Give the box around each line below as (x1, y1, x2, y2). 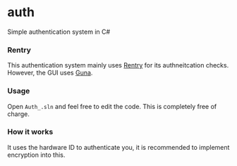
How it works (7, 127, 54, 137)
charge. (7, 110, 30, 118)
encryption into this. (7, 151, 66, 159)
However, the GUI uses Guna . (7, 68, 93, 77)
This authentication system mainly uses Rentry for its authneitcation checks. (7, 61, 229, 70)
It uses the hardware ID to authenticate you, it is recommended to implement (7, 143, 230, 151)
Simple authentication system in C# (7, 27, 111, 36)
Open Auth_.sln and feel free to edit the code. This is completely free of (7, 102, 217, 110)
